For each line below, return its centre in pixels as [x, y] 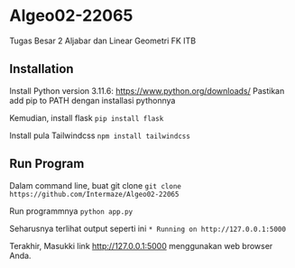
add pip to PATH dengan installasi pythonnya [92, 100]
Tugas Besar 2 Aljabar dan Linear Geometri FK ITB [103, 41]
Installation [41, 69]
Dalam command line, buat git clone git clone [96, 185]
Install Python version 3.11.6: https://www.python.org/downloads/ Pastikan [147, 90]
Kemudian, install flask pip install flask [87, 117]
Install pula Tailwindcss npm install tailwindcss [100, 135]
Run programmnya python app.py [71, 211]
